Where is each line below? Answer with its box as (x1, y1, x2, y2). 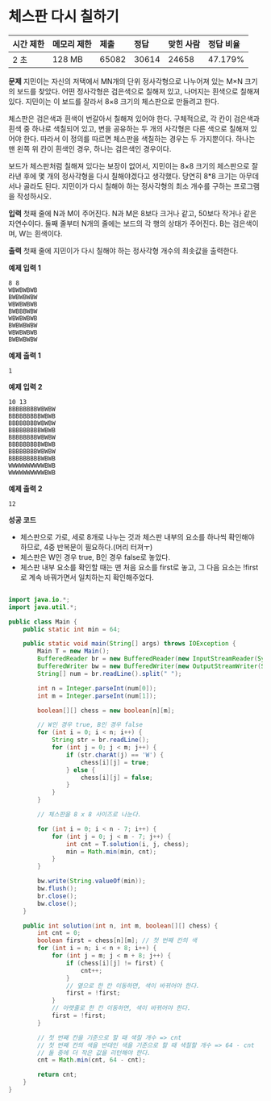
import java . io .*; (8, 595, 70, 603)
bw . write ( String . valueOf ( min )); (37, 877, 147, 886)
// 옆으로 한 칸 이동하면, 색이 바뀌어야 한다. (65, 982, 200, 990)
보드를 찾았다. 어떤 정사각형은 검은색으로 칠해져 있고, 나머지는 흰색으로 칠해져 (16, 86, 261, 96)
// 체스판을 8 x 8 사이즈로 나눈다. (37, 811, 142, 819)
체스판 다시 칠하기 (8, 7, 119, 26)
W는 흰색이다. (19, 228, 63, 238)
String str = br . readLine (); (51, 736, 150, 744)
